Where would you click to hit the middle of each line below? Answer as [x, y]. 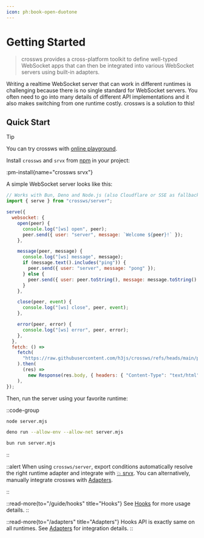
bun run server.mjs [31, 443]
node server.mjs [27, 421]
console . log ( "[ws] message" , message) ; [73, 257]
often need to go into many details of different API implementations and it [98, 97]
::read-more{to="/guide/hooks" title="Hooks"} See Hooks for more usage [98, 504]
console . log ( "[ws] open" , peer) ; [65, 229]
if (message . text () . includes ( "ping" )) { [74, 263]
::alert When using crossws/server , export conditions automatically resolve [100, 467]
